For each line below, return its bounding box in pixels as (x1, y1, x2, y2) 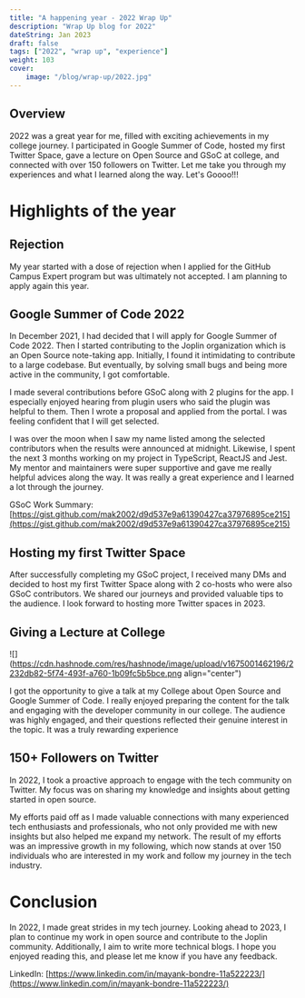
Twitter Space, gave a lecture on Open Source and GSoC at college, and (9, 149, 280, 160)
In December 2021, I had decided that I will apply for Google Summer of (9, 331, 278, 342)
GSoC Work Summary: (9, 499, 93, 510)
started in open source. (9, 793, 97, 804)
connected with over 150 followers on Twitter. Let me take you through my (9, 159, 287, 170)
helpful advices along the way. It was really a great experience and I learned (9, 472, 295, 483)
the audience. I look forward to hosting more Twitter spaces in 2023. (9, 598, 266, 609)
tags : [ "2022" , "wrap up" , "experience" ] (9, 47, 169, 56)
